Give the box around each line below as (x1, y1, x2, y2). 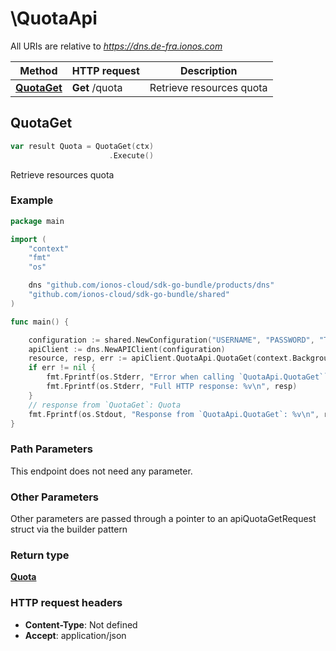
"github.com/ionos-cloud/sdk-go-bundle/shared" (28, 290, 230, 300)
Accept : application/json (24, 629, 127, 641)
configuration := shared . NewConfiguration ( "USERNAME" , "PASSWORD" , (28, 335, 315, 345)
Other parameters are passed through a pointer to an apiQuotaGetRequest (10, 513, 317, 525)
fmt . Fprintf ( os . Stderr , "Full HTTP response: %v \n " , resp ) (46, 382, 298, 392)
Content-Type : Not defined (24, 618, 138, 631)
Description (179, 63, 238, 77)
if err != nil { (28, 363, 97, 373)
